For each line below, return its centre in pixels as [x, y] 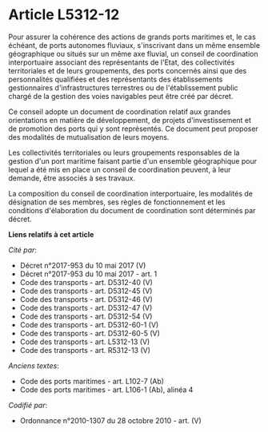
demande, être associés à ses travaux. [72, 178]
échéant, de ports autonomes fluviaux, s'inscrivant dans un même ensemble [134, 45]
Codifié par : [28, 405]
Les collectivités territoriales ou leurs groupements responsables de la [124, 153]
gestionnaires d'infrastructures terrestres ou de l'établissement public [123, 87]
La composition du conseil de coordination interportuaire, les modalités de [131, 193]
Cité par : [23, 250]
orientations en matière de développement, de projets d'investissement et [130, 120]
